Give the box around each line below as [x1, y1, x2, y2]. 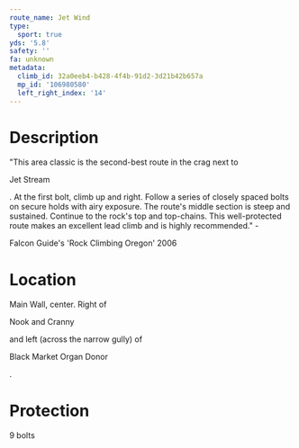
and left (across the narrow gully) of [9, 334, 142, 345]
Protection [9, 400, 90, 421]
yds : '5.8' [9, 38, 50, 48]
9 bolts [9, 430, 36, 441]
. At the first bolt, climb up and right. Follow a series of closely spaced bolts [9, 192, 290, 202]
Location [9, 269, 77, 290]
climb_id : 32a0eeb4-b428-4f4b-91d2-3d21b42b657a [17, 72, 204, 81]
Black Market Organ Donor [9, 352, 108, 363]
